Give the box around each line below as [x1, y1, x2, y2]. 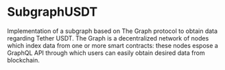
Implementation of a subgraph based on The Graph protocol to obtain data [7, 27, 218, 35]
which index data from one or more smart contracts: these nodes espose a [7, 41, 218, 49]
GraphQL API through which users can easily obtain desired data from [7, 49, 205, 57]
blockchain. [7, 56, 40, 64]
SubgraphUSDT [7, 4, 98, 20]
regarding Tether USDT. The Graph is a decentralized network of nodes [7, 34, 209, 42]
